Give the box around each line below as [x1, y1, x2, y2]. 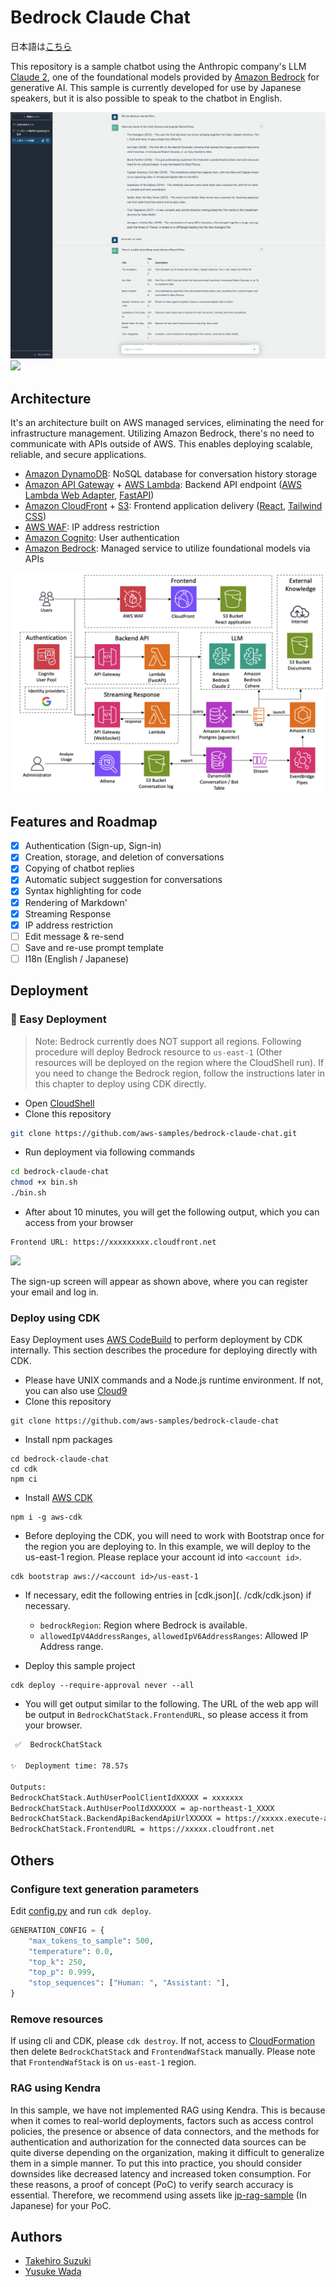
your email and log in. [10, 1286, 100, 1298]
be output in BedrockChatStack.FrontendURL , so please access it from [24, 1709, 308, 1721]
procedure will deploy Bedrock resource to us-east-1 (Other [34, 1046, 283, 1058]
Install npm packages [24, 1434, 113, 1446]
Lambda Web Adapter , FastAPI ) [24, 489, 155, 501]
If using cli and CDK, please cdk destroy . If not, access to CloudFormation [10, 2035, 315, 2047]
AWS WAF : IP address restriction [24, 521, 160, 533]
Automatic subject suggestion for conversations [24, 874, 223, 886]
